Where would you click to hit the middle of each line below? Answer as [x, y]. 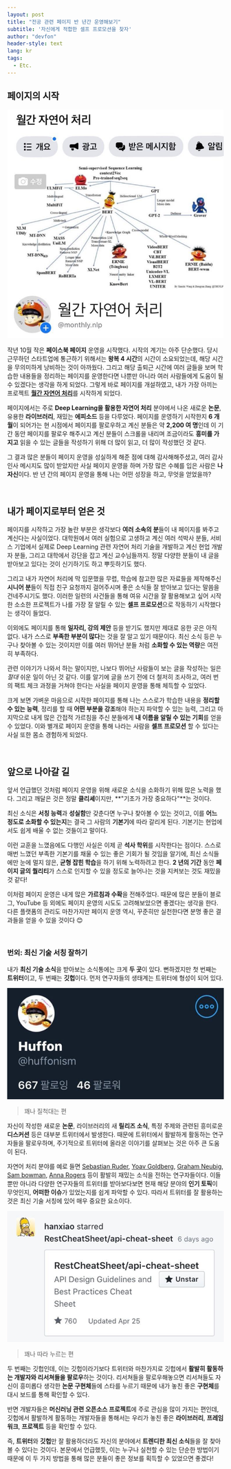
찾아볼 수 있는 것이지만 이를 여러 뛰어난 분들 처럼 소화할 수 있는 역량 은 [113, 644]
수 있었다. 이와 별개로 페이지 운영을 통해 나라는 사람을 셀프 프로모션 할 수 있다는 [113, 726]
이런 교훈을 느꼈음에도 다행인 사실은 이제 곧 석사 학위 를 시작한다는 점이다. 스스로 [114, 845]
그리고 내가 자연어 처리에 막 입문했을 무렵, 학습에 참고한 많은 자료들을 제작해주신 [114, 578]
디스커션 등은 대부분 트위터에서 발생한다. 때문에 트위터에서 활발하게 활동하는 [109, 1134]
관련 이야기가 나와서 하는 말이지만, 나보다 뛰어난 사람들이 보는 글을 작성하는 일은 [114, 668]
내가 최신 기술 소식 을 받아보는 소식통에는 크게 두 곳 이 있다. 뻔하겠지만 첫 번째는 [112, 969]
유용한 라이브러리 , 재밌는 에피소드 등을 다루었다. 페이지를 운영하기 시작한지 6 [110, 416]
